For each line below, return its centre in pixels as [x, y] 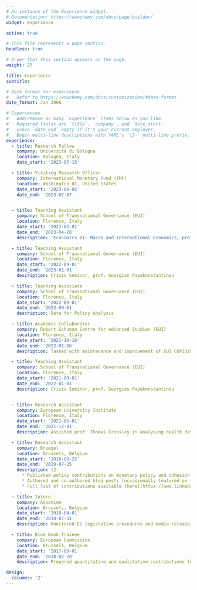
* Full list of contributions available [72, 486]
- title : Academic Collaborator [51, 324]
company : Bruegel [38, 448]
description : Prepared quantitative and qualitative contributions [101, 562]
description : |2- [38, 470]
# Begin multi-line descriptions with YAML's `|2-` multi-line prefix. [98, 135]
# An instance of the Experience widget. [57, 11]
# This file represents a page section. [56, 44]
